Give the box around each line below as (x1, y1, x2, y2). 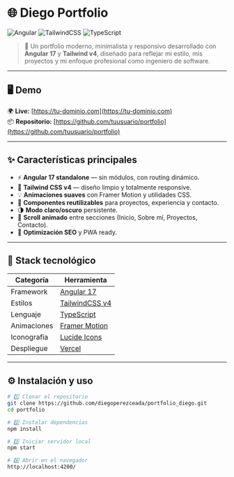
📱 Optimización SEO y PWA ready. (17, 228, 117, 236)
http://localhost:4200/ (7, 464, 77, 471)
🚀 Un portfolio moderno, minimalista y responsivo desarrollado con (24, 42, 217, 50)
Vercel (60, 344, 81, 354)
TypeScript (60, 310, 96, 319)
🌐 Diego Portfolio (7, 5, 109, 21)
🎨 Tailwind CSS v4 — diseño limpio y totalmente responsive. (17, 183, 192, 191)
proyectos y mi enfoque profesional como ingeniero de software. (24, 56, 211, 65)
